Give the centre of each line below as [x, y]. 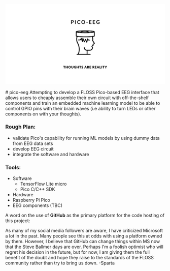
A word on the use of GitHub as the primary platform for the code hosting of [85, 216]
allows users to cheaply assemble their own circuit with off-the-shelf [77, 98]
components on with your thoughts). [43, 114]
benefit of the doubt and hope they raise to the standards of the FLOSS [79, 258]
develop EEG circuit [33, 148]
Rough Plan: [21, 127]
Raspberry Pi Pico [31, 200]
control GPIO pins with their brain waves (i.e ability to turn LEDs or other [80, 108]
